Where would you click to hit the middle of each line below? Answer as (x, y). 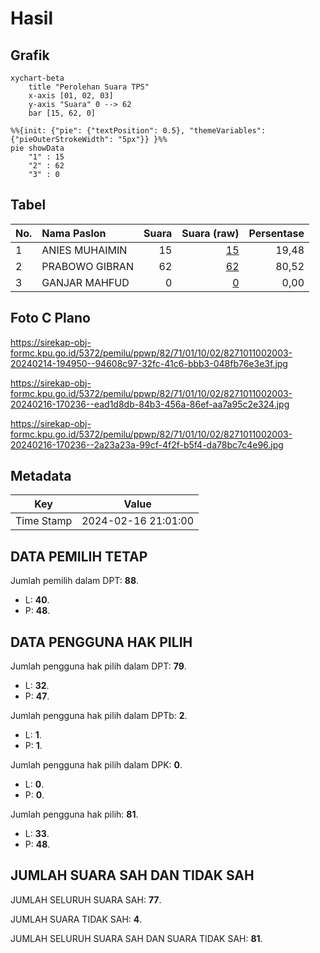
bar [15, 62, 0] (62, 113)
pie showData (37, 148)
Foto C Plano (50, 318)
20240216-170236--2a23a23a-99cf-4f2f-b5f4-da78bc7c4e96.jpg (147, 444)
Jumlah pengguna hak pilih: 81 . (74, 814)
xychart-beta (37, 78)
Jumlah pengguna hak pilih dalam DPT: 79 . (98, 666)
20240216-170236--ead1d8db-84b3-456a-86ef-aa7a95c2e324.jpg (150, 404)
